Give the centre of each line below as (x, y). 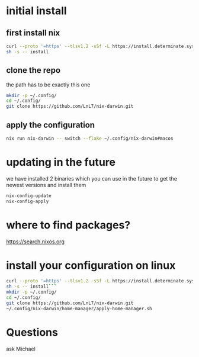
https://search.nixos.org (36, 242)
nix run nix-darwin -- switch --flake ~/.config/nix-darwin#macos (90, 139)
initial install (36, 11)
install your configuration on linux (91, 265)
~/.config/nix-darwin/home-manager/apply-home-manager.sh (79, 308)
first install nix (33, 33)
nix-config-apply (28, 201)
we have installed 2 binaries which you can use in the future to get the (92, 178)
